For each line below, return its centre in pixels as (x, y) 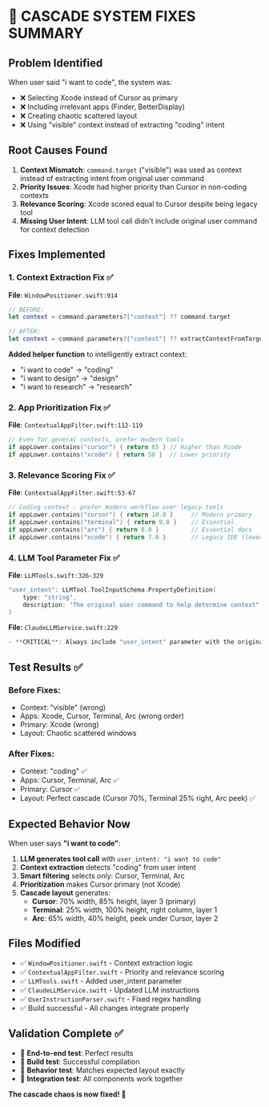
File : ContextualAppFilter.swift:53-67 (72, 493)
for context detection (54, 229)
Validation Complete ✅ (66, 1034)
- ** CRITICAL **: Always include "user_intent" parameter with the (121, 642)
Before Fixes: (35, 690)
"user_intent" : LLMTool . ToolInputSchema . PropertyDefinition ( (112, 590)
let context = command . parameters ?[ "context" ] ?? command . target (120, 317)
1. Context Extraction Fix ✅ (61, 277)
